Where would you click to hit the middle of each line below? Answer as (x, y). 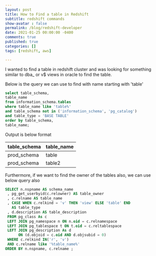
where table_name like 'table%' (38, 107)
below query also (23, 180)
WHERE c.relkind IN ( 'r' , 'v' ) (38, 240)
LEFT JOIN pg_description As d (39, 230)
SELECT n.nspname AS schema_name (39, 189)
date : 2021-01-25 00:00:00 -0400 (39, 32)
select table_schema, (27, 93)
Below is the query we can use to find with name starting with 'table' (74, 84)
